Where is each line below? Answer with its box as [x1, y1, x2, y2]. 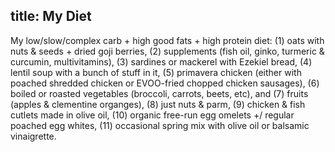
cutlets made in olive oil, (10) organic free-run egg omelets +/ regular [10, 109, 295, 121]
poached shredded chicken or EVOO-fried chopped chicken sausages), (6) [10, 77, 320, 89]
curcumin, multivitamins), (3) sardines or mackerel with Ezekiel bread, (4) [10, 55, 313, 68]
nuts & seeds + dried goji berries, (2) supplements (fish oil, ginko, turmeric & [10, 45, 325, 57]
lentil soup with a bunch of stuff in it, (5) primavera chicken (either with [10, 66, 302, 78]
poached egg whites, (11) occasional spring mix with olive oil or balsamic [10, 119, 310, 131]
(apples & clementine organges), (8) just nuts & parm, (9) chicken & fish [10, 98, 306, 110]
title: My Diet [10, 8, 92, 25]
